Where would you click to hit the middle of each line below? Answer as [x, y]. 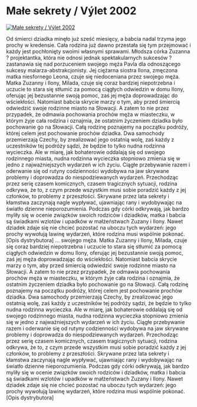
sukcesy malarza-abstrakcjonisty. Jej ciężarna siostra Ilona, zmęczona [92, 70]
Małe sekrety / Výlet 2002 [71, 11]
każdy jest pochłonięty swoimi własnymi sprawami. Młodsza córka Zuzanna [98, 51]
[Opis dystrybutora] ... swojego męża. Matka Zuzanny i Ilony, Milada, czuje [97, 240]
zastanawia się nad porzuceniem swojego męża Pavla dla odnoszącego [93, 64]
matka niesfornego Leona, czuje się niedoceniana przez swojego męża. [93, 76]
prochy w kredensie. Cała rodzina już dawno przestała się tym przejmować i [98, 45]
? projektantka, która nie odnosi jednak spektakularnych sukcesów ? [89, 57]
